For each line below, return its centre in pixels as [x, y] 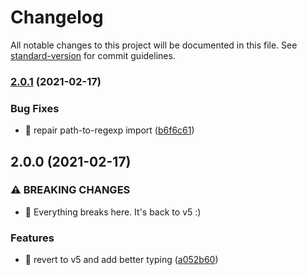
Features [32, 238]
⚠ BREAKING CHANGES [70, 190]
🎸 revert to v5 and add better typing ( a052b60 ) [121, 260]
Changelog [57, 17]
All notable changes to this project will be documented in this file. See [154, 45]
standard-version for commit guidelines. [93, 55]
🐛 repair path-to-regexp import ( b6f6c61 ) [109, 130]
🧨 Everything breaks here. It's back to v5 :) [113, 212]
